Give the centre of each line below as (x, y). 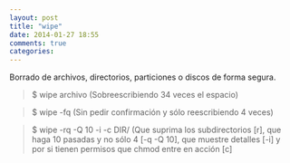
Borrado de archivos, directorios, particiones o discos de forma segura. (143, 77)
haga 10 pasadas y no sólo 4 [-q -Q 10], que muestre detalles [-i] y (156, 139)
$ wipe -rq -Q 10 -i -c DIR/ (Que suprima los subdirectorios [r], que (156, 130)
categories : (32, 52)
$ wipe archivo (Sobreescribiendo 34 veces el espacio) (135, 95)
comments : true (38, 43)
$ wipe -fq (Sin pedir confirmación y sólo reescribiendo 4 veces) (152, 112)
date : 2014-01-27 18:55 (54, 34)
